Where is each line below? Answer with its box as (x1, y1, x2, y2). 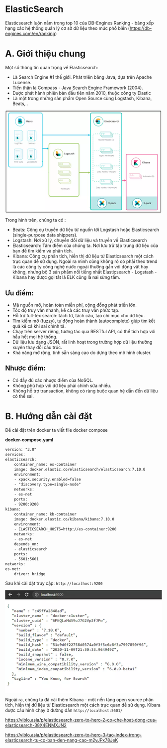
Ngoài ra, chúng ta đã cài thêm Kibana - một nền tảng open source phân (5, 696, 154, 703)
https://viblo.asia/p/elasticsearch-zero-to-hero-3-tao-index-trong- (5, 732, 142, 738)
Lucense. (12, 79, 32, 85)
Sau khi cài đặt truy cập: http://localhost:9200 (5, 580, 103, 586)
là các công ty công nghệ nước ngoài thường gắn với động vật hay (12, 264, 149, 270)
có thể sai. (12, 393, 34, 399)
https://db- (129, 25, 152, 31)
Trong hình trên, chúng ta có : (5, 217, 66, 223)
